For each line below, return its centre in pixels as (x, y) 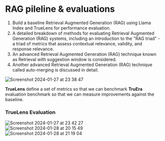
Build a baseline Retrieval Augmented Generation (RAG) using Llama (82, 23)
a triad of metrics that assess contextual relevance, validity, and (77, 43)
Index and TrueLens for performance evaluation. (62, 28)
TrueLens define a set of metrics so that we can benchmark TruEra (74, 89)
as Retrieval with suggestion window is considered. (64, 59)
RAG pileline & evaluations (60, 9)
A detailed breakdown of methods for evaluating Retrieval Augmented (83, 33)
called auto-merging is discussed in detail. (55, 70)
